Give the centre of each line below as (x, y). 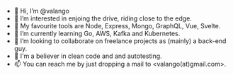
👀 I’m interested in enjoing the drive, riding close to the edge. (103, 18)
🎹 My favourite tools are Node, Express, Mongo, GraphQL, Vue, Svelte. (117, 26)
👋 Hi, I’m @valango (41, 11)
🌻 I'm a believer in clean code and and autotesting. (88, 56)
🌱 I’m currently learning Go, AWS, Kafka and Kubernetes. (97, 33)
